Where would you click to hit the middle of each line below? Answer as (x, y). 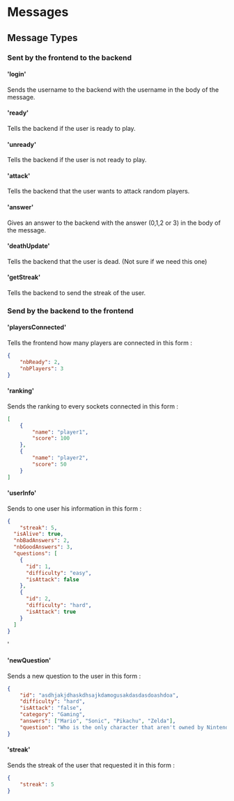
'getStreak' (24, 277)
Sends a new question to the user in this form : (74, 676)
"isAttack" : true (51, 612)
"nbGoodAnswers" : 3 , (43, 547)
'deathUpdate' (29, 246)
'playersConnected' (37, 327)
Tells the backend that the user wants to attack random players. (99, 191)
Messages (38, 12)
